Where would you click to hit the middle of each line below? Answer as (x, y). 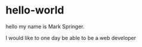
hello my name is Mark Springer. (45, 26)
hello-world (35, 10)
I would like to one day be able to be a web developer (71, 38)
